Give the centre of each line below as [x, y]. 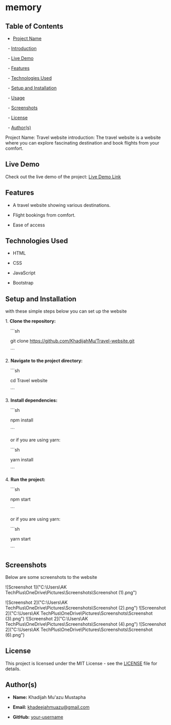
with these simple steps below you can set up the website [66, 311]
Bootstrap [23, 283]
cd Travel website [29, 381]
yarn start [20, 539]
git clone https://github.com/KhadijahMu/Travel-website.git [72, 341]
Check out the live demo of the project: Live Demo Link [63, 177]
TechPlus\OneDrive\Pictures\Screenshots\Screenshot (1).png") [71, 593]
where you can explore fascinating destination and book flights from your [82, 143]
